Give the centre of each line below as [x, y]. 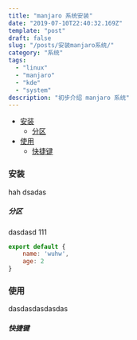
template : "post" [37, 30]
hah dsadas [27, 192]
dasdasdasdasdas [38, 309]
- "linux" [31, 68]
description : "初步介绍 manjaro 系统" [69, 98]
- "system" [33, 90]
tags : [17, 61]
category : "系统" [36, 53]
